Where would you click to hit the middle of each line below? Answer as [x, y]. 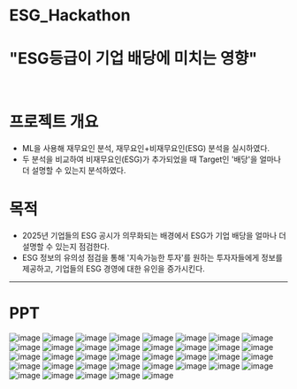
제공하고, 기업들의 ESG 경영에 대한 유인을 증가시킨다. [113, 269]
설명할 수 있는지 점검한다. [66, 247]
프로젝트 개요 [54, 122]
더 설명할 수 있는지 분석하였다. [74, 171]
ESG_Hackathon [70, 15]
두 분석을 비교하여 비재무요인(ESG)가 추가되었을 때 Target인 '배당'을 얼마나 [151, 159]
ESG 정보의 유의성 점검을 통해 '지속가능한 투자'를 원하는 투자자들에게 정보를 [152, 258]
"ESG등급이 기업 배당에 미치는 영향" [133, 59]
